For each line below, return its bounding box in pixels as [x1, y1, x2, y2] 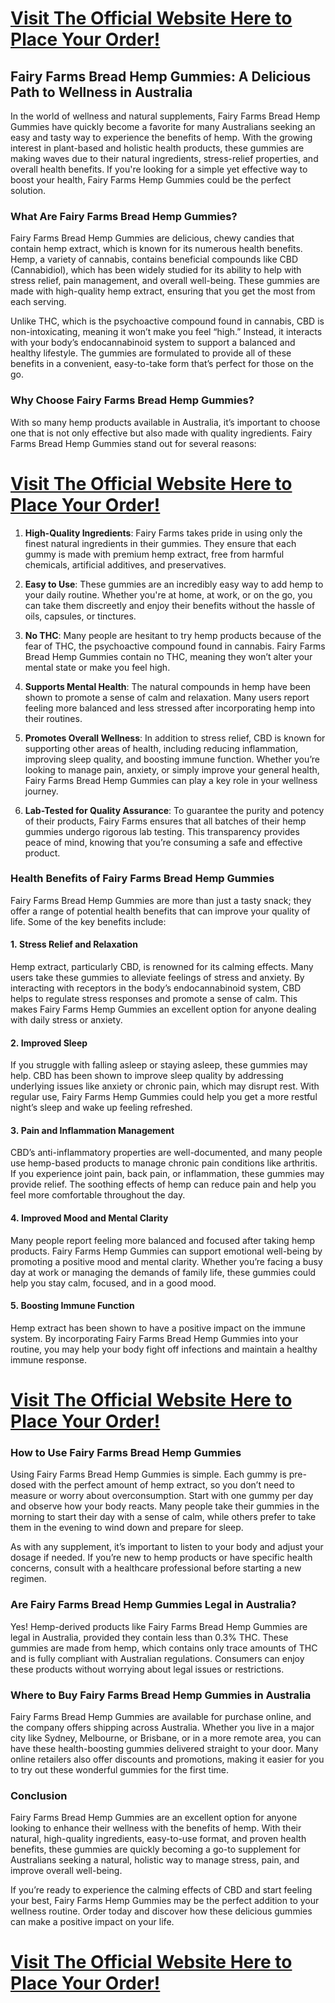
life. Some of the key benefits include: [10, 915, 167, 927]
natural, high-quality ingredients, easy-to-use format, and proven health [10, 1833, 307, 1845]
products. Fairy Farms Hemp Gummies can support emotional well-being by [10, 1245, 323, 1257]
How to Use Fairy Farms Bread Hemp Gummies [10, 1445, 242, 1459]
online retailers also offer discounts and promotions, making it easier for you [10, 1753, 325, 1765]
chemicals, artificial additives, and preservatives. [24, 558, 227, 571]
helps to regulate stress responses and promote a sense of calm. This [10, 993, 298, 1005]
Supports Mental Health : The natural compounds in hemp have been [24, 680, 312, 692]
